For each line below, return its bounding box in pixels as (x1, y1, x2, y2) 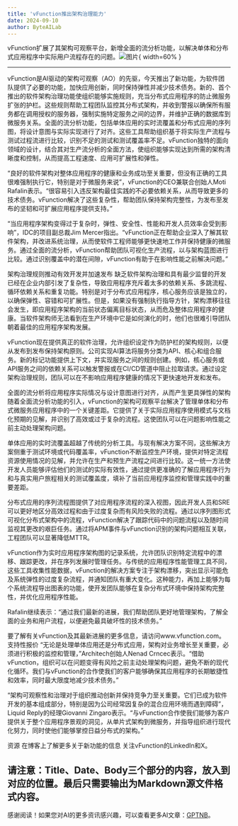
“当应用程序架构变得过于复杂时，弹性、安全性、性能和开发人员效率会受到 (7, 219, 222, 228)
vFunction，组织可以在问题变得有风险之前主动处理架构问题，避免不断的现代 (7, 658, 229, 667)
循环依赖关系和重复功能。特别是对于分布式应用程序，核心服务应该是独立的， (7, 287, 231, 296)
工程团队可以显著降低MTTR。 (7, 534, 93, 542)
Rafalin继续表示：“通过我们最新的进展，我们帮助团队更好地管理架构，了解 (7, 608, 222, 616)
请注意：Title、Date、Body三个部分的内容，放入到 (7, 764, 230, 776)
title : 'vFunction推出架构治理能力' (7, 10, 108, 18)
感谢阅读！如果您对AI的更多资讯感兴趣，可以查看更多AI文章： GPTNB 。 (7, 811, 215, 820)
